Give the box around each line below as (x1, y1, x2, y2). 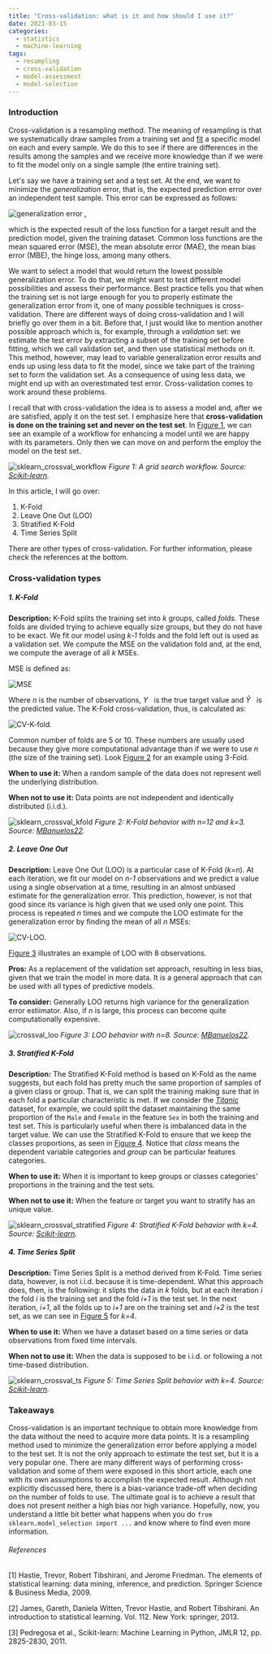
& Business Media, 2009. (8, 1587, 92, 1598)
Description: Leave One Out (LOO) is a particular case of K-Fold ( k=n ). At (8, 864, 254, 874)
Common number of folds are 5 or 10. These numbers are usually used (8, 735, 245, 745)
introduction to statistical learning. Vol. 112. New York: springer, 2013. (8, 1612, 240, 1622)
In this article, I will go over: (8, 485, 100, 496)
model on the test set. (8, 446, 81, 455)
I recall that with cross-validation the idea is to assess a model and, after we (8, 403, 262, 412)
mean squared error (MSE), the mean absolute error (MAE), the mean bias (8, 242, 256, 251)
